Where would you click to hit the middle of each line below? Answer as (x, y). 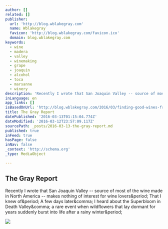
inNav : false (19, 145)
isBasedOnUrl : (20, 107)
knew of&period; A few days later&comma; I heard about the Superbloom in (83, 201)
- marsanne (21, 84)
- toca (16, 79)
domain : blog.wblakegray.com (40, 38)
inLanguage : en (21, 98)
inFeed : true (19, 135)
